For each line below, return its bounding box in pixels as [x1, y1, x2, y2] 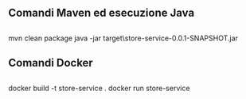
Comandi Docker [8, 56, 93, 70]
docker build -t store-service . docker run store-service [8, 83, 190, 93]
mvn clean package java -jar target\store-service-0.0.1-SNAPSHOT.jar [8, 33, 239, 43]
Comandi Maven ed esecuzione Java [8, 6, 195, 20]
